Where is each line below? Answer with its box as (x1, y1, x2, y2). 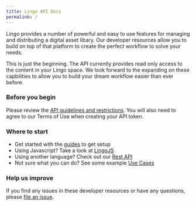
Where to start (6, 127, 49, 135)
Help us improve (6, 174, 54, 182)
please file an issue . (6, 194, 54, 201)
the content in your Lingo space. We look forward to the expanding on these (6, 66, 190, 73)
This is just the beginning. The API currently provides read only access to (6, 60, 183, 67)
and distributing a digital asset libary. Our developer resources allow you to (6, 36, 187, 43)
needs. (6, 49, 23, 56)
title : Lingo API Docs (6, 8, 61, 15)
